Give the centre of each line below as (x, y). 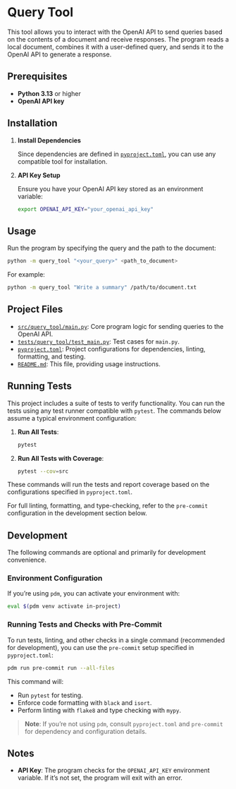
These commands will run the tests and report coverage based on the (108, 485)
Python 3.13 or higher (49, 93)
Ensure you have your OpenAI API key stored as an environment (110, 188)
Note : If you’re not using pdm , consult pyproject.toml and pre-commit (124, 723)
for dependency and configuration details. (86, 731)
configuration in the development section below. (77, 513)
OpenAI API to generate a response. (60, 54)
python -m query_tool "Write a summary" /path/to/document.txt (102, 288)
